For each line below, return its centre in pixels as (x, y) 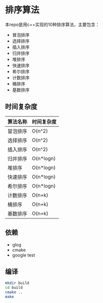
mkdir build (17, 283)
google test (23, 255)
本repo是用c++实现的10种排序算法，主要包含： (52, 24)
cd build (14, 288)
